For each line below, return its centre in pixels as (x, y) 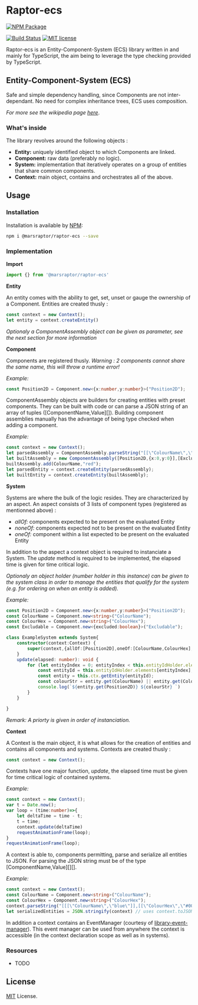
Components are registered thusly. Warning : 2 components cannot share (96, 360)
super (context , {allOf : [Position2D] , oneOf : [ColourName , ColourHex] (109, 648)
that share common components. (55, 171)
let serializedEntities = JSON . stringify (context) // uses (80, 911)
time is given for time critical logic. (48, 564)
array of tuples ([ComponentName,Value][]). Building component (85, 413)
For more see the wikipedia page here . (53, 112)
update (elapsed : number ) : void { (58, 659)
